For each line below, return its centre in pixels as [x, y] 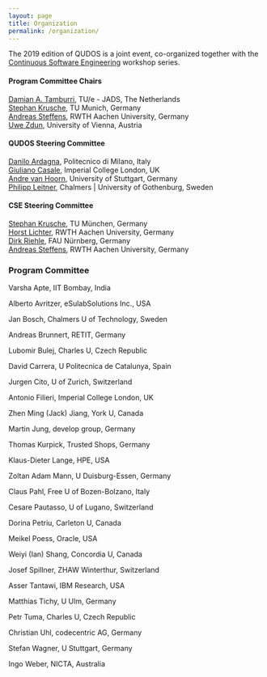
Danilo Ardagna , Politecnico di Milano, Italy [80, 161]
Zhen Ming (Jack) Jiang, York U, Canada [76, 413]
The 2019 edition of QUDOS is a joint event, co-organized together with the [133, 54]
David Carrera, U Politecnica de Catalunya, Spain [90, 366]
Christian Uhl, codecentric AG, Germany [75, 633]
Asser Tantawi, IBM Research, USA [67, 586]
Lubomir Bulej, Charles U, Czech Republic [78, 351]
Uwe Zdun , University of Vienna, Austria [75, 125]
